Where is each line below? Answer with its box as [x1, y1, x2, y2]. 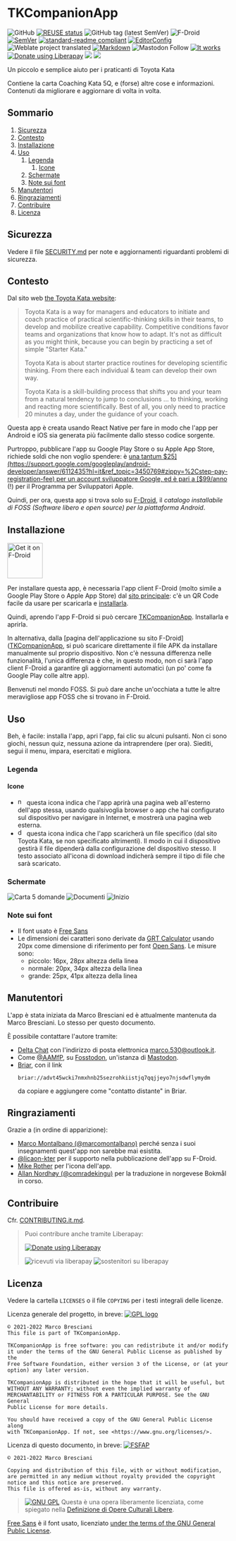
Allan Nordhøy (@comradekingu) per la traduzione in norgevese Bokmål [17, 1169, 227, 1178]
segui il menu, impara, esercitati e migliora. [7, 747, 132, 755]
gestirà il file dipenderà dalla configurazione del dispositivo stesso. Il [17, 845, 217, 853]
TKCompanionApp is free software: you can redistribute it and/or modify [7, 1342, 229, 1349]
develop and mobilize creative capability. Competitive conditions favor [24, 322, 229, 331]
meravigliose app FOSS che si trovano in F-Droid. [7, 693, 151, 701]
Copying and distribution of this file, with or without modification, [7, 1466, 222, 1474]
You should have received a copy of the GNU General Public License [7, 1416, 213, 1423]
